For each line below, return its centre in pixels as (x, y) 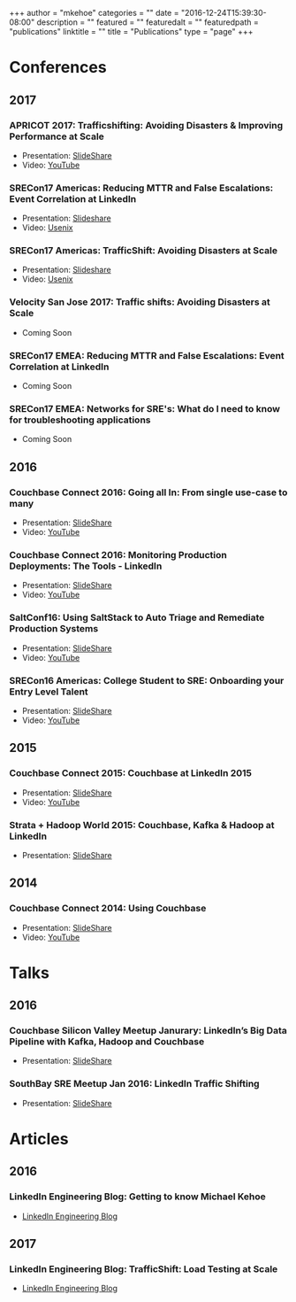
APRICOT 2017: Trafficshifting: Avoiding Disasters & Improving (146, 125)
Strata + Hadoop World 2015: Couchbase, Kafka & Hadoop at (142, 825)
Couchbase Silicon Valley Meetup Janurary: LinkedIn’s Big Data (148, 1031)
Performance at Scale (57, 136)
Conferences (58, 68)
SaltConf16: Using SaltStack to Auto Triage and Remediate (137, 617)
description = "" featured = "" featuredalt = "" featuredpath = (148, 22)
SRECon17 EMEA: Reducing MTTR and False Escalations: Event (147, 355)
